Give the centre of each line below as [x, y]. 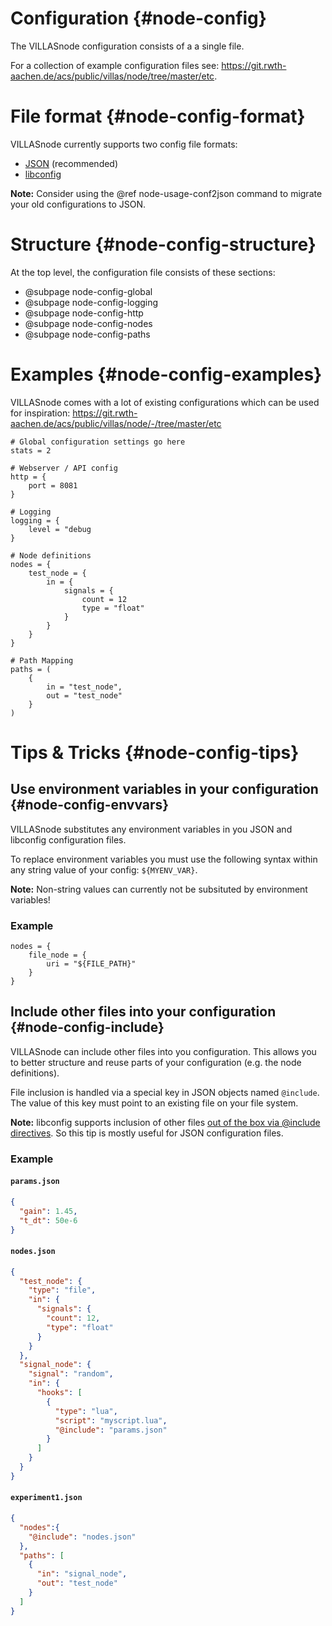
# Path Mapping [42, 660]
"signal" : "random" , [71, 1374]
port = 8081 [53, 485]
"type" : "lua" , [86, 1411]
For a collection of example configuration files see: [115, 65]
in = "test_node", [84, 687]
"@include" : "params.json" [111, 1430]
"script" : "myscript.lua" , [111, 1420]
